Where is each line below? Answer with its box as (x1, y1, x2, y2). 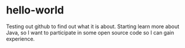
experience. (6, 35, 35, 42)
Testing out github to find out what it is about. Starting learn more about (6, 23, 180, 30)
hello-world (6, 4, 65, 17)
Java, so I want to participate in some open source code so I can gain (6, 29, 174, 36)
